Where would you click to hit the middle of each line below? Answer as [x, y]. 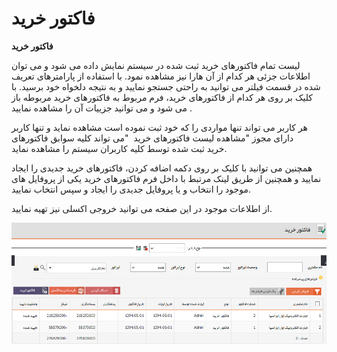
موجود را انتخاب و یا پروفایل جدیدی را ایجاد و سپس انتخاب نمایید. [131, 189]
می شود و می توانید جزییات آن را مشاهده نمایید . [102, 108]
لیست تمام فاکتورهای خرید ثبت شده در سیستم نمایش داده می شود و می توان [156, 65]
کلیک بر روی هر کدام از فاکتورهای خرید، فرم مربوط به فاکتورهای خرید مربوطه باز [162, 97]
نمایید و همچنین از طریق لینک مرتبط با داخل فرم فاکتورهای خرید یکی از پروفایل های [166, 178]
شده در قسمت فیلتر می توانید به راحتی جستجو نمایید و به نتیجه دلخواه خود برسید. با [166, 86]
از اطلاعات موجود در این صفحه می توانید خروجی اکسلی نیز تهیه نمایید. [142, 208]
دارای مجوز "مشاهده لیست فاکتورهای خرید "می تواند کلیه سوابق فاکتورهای [152, 138]
